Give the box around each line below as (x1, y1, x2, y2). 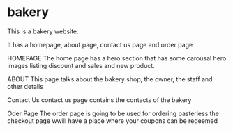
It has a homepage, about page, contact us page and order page (7, 40, 193, 49)
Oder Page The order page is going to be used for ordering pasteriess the (7, 109, 220, 117)
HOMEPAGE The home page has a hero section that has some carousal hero (7, 53, 227, 63)
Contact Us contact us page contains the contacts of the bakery (7, 95, 192, 104)
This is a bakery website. (7, 27, 79, 35)
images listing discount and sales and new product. (7, 61, 155, 69)
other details (7, 82, 44, 90)
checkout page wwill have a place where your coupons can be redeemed (7, 116, 218, 125)
